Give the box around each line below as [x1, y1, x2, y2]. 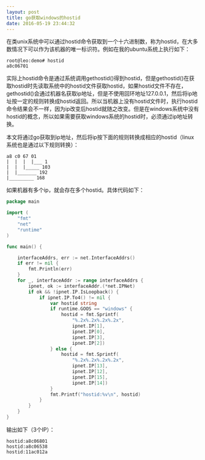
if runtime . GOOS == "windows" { [50, 306, 133, 312]
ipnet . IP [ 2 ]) [72, 340, 105, 346]
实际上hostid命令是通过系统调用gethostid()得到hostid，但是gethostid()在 [6, 75, 190, 82]
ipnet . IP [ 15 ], [72, 374, 108, 380]
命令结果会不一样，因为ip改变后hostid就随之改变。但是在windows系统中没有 [6, 105, 199, 113]
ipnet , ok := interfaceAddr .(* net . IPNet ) [28, 283, 136, 289]
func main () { [6, 243, 43, 250]
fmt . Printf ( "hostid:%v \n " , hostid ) [50, 391, 141, 398]
